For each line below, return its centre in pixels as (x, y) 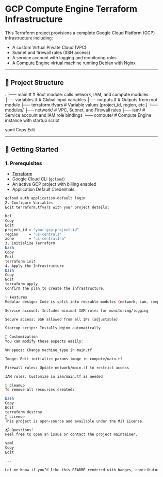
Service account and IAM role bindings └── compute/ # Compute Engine (78, 115)
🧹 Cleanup (15, 385)
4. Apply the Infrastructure (34, 266)
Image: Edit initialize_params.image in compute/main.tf (64, 359)
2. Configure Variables (29, 203)
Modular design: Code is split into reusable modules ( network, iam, (77, 302)
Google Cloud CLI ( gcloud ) (38, 179)
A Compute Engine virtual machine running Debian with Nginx (74, 63)
